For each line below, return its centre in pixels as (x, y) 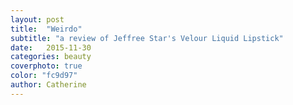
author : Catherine (48, 85)
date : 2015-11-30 (51, 47)
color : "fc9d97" (44, 76)
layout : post (37, 19)
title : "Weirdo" (46, 29)
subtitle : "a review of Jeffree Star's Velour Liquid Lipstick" (147, 38)
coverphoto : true (46, 66)
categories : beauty (51, 57)
